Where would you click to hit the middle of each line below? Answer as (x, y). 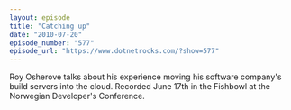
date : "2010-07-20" (46, 34)
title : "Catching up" (50, 26)
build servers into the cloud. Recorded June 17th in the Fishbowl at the (140, 87)
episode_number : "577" (52, 43)
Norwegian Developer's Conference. (77, 96)
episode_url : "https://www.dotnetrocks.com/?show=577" (114, 51)
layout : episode (40, 18)
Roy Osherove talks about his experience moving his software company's (145, 77)
